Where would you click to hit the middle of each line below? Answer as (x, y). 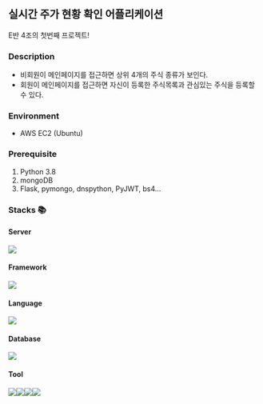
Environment (34, 116)
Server (20, 232)
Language (25, 303)
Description (32, 56)
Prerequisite (33, 154)
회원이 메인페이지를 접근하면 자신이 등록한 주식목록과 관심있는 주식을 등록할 (137, 85)
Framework (28, 267)
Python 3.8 (38, 171)
